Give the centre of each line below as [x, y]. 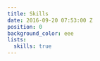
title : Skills [28, 14]
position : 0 [25, 27]
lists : [17, 40]
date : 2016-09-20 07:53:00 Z [50, 20]
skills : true [33, 46]
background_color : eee [40, 33]
